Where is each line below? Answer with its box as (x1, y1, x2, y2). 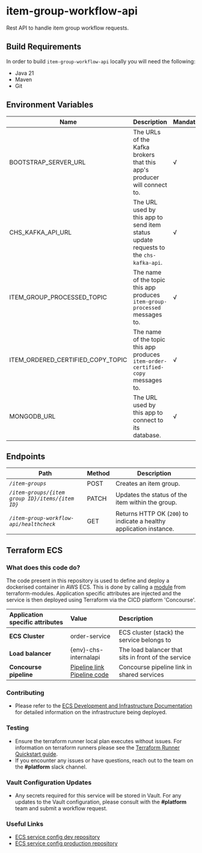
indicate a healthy (115, 517, 166, 525)
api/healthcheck (9, 521, 56, 528)
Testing (6, 724, 29, 732)
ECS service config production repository (14, 840, 118, 847)
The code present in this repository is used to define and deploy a (6, 577, 170, 585)
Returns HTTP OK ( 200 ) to (115, 510, 188, 518)
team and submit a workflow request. (14, 804, 108, 812)
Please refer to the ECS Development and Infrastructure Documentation (14, 702, 192, 709)
